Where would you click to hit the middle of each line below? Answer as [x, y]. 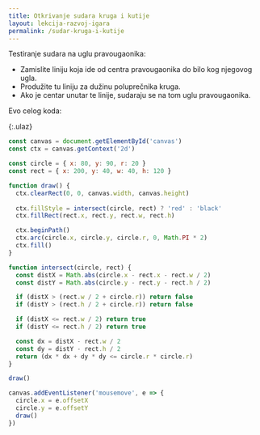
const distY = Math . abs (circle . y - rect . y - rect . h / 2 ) [113, 283]
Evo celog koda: [35, 111]
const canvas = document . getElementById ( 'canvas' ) [95, 141]
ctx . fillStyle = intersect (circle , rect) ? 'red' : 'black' [119, 208]
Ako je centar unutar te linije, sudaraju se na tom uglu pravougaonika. [135, 95]
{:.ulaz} [21, 127]
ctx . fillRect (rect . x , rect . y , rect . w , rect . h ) [95, 216]
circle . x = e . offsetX [52, 401]
